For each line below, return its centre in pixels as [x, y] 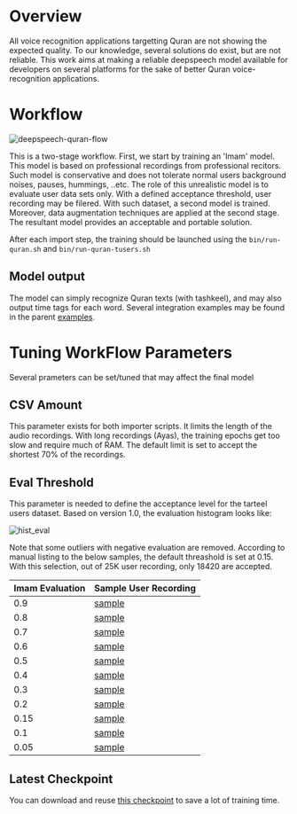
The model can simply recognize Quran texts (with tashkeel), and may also [145, 298]
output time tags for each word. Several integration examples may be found [147, 307]
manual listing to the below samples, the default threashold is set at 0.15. [141, 557]
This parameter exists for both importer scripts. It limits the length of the [141, 427]
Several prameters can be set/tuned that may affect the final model [132, 377]
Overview [46, 16]
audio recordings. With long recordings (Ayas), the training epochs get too [145, 435]
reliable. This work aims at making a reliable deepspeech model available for [148, 59]
